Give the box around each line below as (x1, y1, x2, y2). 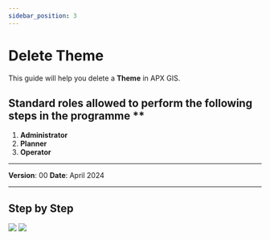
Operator (19, 147, 51, 157)
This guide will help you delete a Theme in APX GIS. (8, 73, 181, 83)
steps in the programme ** (8, 109, 145, 122)
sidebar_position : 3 (8, 11, 78, 20)
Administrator (19, 130, 68, 140)
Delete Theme (8, 46, 104, 64)
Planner (19, 139, 47, 149)
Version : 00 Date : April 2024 (8, 171, 104, 180)
